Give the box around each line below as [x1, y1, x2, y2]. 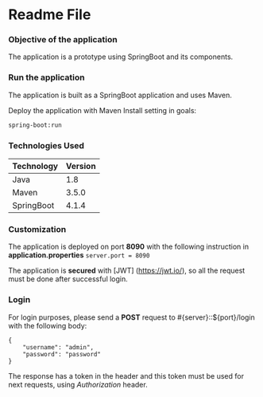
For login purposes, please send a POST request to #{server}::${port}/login [8, 312, 256, 322]
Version [66, 160, 97, 171]
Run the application [8, 72, 85, 83]
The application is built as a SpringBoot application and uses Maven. [8, 90, 233, 100]
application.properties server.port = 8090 [8, 250, 150, 260]
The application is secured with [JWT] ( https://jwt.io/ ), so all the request [8, 265, 246, 276]
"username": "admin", [22, 343, 94, 352]
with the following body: [8, 320, 87, 330]
